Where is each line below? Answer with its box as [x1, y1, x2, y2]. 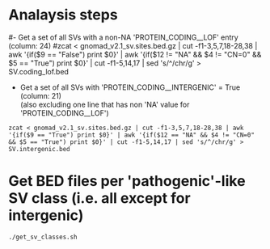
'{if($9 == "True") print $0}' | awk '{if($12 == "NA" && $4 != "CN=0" [8, 131, 255, 139]
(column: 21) [19, 91, 62, 100]
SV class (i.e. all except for [8, 189, 192, 208]
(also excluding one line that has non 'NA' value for [19, 99, 190, 109]
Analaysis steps [8, 6, 119, 24]
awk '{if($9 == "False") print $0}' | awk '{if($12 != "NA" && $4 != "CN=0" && [8, 49, 262, 59]
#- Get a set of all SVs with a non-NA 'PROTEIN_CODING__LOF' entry [8, 32, 238, 42]
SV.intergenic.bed [8, 145, 70, 153]
